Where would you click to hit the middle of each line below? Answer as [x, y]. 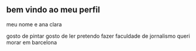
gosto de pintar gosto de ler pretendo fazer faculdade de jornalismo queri [98, 36]
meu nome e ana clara [34, 24]
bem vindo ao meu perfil [53, 10]
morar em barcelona [32, 42]
